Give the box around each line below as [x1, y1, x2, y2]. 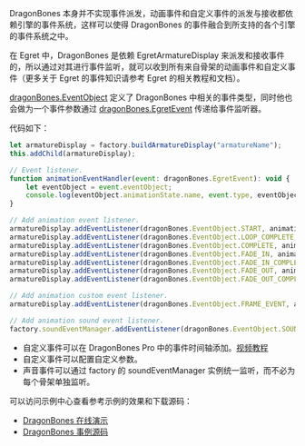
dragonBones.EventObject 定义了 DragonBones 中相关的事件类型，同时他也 [9, 92, 293, 103]
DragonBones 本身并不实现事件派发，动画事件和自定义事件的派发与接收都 [9, 8, 286, 18]
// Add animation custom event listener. [9, 292, 169, 301]
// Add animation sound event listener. [9, 316, 165, 325]
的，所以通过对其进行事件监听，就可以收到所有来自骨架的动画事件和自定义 [9, 62, 288, 72]
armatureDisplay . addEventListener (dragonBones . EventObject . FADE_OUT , [9, 266, 279, 275]
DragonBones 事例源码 [22, 426, 109, 437]
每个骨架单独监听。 [22, 376, 95, 387]
